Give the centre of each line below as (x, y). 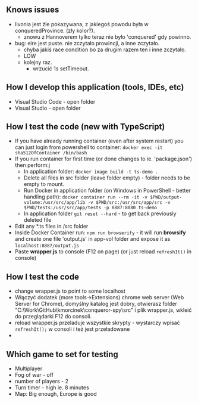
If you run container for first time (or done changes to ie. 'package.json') (103, 159)
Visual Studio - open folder (48, 108)
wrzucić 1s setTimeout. (61, 69)
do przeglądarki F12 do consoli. (53, 317)
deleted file (37, 220)
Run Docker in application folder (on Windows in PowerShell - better (107, 191)
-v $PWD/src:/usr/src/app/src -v (129, 203)
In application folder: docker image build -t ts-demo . (91, 172)
